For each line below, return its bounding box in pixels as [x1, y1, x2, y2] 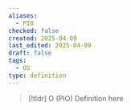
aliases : [8, 11, 38, 20]
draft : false [8, 49, 52, 57]
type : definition [8, 71, 67, 79]
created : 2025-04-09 [8, 34, 78, 43]
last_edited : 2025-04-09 [8, 42, 92, 50]
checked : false [8, 26, 59, 35]
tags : [8, 57, 27, 65]
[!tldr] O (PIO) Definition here [27, 93, 124, 103]
